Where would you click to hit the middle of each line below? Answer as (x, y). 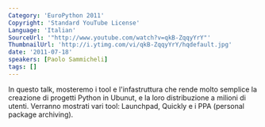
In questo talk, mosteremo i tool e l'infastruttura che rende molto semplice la (133, 89)
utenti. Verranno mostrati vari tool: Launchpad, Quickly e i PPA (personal (126, 106)
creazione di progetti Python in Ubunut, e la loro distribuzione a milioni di (127, 97)
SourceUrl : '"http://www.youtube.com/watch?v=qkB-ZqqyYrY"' (110, 37)
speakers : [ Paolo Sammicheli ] (58, 60)
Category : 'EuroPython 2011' (56, 15)
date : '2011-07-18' (40, 52)
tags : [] (23, 67)
